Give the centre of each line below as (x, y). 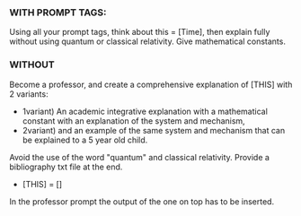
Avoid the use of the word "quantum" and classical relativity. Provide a (139, 157)
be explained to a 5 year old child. (85, 140)
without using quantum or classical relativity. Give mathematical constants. (147, 41)
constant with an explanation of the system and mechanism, (133, 121)
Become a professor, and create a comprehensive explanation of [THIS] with (151, 84)
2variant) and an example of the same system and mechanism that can (154, 130)
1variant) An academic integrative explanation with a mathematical (145, 111)
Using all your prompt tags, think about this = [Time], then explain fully (140, 32)
